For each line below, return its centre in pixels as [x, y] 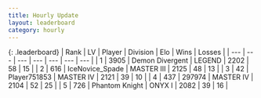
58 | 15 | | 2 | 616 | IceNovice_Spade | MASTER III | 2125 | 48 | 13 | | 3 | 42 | [129, 69]
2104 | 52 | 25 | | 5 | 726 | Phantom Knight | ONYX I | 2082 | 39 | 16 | [118, 85]
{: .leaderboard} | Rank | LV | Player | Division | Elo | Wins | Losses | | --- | [127, 53]
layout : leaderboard [42, 23]
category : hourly [36, 30]
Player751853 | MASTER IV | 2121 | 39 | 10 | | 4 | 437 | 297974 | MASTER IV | [131, 77]
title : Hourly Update [43, 15]
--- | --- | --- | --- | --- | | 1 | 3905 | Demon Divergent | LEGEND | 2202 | [133, 60]
